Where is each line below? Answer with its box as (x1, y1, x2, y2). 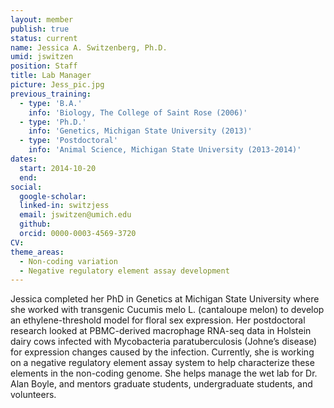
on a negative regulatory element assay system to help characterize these (10, 357, 315, 369)
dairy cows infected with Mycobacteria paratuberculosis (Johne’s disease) (10, 336, 318, 348)
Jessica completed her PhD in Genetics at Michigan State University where (10, 293, 320, 305)
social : (10, 182, 43, 192)
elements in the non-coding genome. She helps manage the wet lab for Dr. (10, 367, 318, 380)
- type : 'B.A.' (19, 98, 83, 108)
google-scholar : (19, 191, 87, 201)
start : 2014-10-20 (19, 163, 97, 173)
